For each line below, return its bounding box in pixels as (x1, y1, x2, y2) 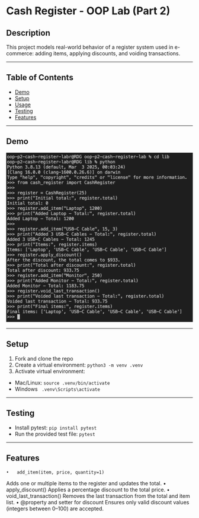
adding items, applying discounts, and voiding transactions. (35, 50, 181, 57)
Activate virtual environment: (14, 367, 85, 375)
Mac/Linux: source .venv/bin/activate (14, 379, 110, 386)
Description (6, 28, 50, 38)
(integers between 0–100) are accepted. (6, 505, 104, 512)
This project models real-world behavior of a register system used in (6, 43, 174, 50)
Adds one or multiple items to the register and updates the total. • (6, 480, 166, 487)
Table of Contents (6, 72, 74, 83)
